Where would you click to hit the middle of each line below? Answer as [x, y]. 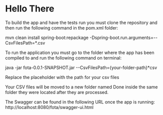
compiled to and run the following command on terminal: [63, 57]
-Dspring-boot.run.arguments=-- [124, 37]
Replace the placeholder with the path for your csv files [62, 77]
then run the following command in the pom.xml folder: [62, 27]
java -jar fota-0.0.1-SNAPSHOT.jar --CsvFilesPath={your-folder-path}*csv [81, 67]
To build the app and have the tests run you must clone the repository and [81, 22]
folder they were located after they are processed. [57, 92]
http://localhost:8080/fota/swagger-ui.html [49, 107]
